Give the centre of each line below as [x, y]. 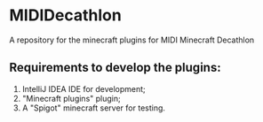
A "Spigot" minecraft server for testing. [94, 108]
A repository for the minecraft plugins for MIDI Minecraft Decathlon [132, 40]
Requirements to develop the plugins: [115, 68]
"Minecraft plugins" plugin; [72, 98]
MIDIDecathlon [65, 15]
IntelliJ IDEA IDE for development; [84, 88]
